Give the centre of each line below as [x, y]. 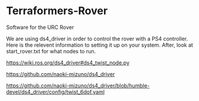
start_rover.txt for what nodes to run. [51, 51]
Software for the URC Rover [40, 27]
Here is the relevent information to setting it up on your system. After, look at [99, 45]
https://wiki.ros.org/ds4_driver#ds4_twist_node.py [68, 63]
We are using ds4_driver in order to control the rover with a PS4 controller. [97, 38]
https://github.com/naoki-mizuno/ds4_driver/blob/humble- [78, 85]
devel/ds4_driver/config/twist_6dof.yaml [56, 92]
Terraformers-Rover [57, 11]
